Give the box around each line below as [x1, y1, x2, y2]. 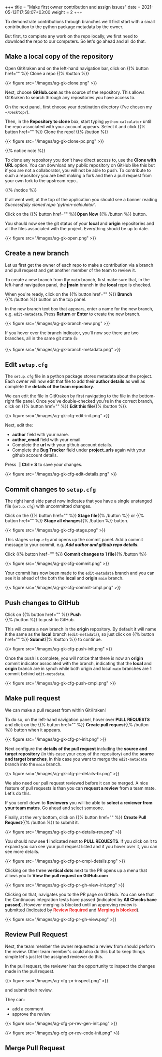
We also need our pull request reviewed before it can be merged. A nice [5, 780, 148, 786]
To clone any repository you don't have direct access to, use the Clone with [5, 157, 156, 163]
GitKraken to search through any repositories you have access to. [5, 94, 135, 100]
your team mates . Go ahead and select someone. [5, 805, 104, 811]
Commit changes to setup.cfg [5, 485, 96, 494]
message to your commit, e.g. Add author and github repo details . [5, 542, 139, 548]
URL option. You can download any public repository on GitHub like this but [5, 162, 155, 168]
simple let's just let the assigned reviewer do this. [5, 954, 103, 959]
